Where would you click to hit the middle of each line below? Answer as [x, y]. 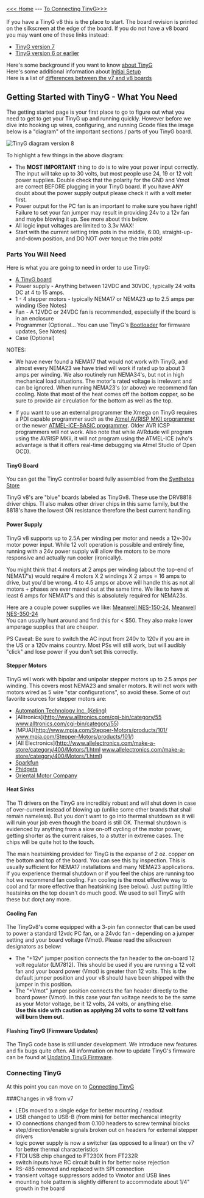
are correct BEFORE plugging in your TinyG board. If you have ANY [99, 187]
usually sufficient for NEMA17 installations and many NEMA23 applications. [100, 867]
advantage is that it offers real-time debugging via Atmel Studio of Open [106, 445]
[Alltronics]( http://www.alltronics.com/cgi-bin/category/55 [88, 717]
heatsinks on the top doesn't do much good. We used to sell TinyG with [96, 893]
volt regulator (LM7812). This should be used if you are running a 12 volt [105, 965]
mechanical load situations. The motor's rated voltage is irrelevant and [104, 381]
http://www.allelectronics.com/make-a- [106, 743]
